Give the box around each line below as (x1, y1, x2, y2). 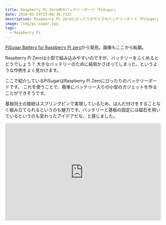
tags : (5, 26, 16, 31)
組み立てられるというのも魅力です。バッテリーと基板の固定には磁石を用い (9, 107, 161, 113)
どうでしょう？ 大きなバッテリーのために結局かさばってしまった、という (5, 61, 153, 67)
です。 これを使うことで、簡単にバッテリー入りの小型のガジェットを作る (9, 84, 157, 90)
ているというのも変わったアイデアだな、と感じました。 (5, 113, 118, 119)
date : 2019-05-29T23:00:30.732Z (5, 12, 72, 17)
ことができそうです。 (5, 90, 48, 96)
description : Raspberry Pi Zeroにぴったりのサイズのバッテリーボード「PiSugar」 (5, 16, 161, 21)
